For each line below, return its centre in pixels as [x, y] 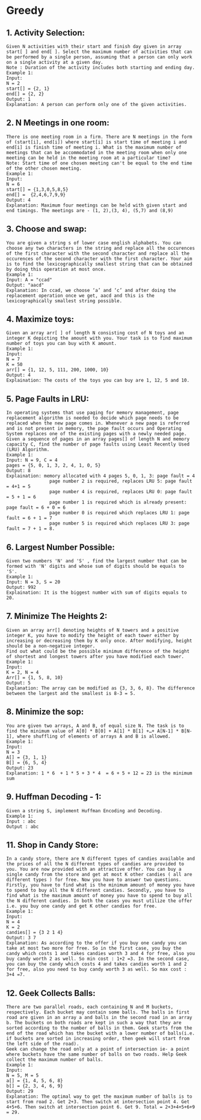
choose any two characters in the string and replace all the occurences [101, 248]
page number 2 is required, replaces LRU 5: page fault [121, 481]
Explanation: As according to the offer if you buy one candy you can [97, 943]
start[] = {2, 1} [28, 89]
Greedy [25, 11]
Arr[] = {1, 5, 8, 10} [35, 677]
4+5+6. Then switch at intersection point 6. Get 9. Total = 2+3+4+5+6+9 [101, 1107]
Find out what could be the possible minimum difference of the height [98, 651]
